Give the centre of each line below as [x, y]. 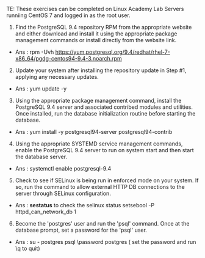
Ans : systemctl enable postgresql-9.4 [63, 168]
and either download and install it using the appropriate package [96, 34]
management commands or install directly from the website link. [96, 40]
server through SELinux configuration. [63, 193]
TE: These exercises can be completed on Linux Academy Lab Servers [95, 9]
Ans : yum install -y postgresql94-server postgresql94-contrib [94, 132]
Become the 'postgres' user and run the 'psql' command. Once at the [102, 223]
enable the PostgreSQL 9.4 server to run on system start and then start [104, 150]
